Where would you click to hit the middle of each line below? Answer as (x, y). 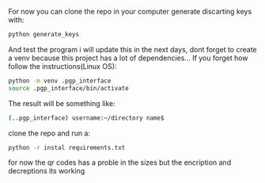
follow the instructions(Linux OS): (62, 66)
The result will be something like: (62, 103)
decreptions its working (47, 171)
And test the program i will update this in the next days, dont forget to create (132, 49)
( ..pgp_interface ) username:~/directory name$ (86, 118)
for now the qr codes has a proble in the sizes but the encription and (120, 162)
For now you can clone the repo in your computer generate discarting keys (130, 11)
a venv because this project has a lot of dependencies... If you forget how (128, 58)
